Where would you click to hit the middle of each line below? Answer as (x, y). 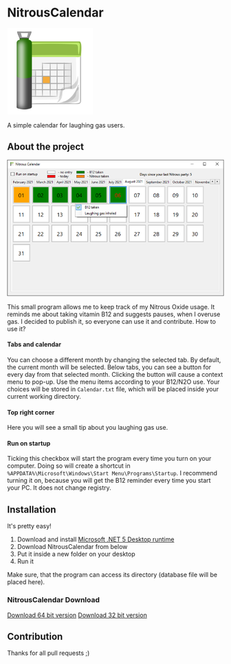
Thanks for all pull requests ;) (48, 653)
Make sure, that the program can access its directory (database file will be (112, 575)
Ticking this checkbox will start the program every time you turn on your (109, 459)
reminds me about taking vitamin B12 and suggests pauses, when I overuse (114, 314)
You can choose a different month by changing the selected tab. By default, (114, 360)
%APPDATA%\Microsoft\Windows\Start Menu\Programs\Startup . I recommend (112, 473)
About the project (46, 147)
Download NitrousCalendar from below (72, 547)
